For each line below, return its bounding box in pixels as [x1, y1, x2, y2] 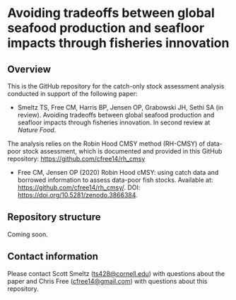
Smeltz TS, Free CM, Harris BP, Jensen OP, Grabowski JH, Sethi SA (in [17, 103, 224, 111]
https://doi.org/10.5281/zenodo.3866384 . [17, 191, 138, 199]
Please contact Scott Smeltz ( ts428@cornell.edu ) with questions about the [7, 269, 225, 277]
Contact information [7, 250, 99, 262]
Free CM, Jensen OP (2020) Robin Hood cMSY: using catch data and [17, 168, 219, 176]
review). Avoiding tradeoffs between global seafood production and [17, 111, 215, 119]
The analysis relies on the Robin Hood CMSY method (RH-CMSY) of [7, 139, 206, 148]
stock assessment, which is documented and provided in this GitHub [22, 147, 223, 155]
